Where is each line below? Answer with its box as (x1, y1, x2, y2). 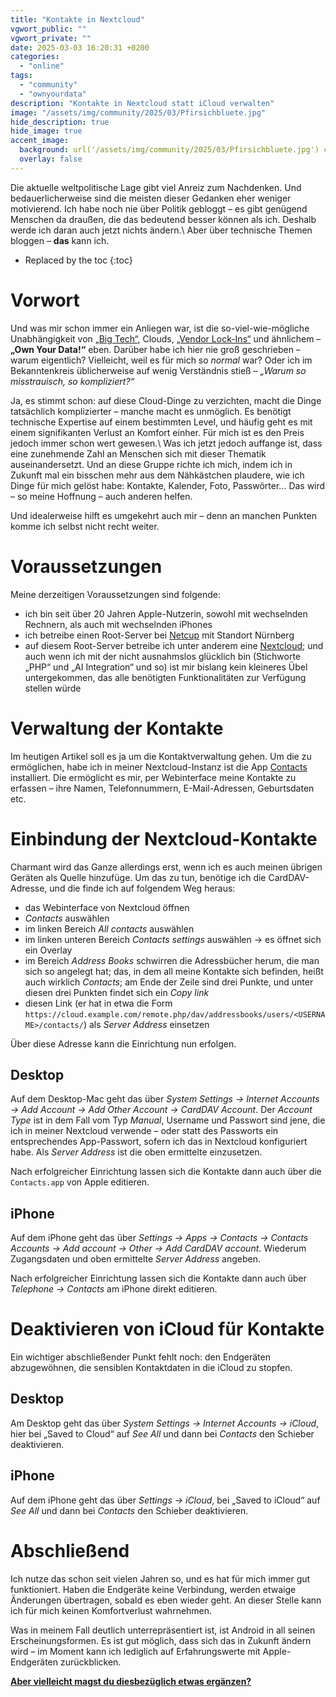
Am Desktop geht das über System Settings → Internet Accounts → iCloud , (10, 1417, 320, 1429)
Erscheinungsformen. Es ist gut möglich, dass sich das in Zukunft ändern (10, 1634, 312, 1646)
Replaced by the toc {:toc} (24, 254, 133, 266)
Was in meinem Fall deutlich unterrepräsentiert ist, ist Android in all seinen (10, 1624, 316, 1636)
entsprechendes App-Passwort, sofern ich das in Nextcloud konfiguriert (10, 1136, 308, 1148)
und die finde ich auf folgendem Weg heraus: (49, 882, 236, 894)
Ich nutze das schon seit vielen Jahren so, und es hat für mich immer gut (10, 1572, 311, 1585)
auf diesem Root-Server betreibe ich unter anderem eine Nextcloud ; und (24, 639, 324, 651)
